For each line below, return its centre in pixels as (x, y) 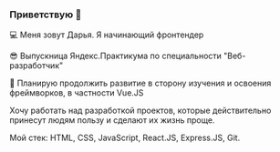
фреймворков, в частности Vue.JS (77, 93)
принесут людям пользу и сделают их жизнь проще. (112, 120)
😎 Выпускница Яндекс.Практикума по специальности (115, 56)
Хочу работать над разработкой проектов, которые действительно (140, 111)
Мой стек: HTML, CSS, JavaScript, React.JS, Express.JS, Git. (125, 138)
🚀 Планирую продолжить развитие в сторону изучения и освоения (140, 83)
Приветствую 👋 (46, 15)
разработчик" (36, 66)
